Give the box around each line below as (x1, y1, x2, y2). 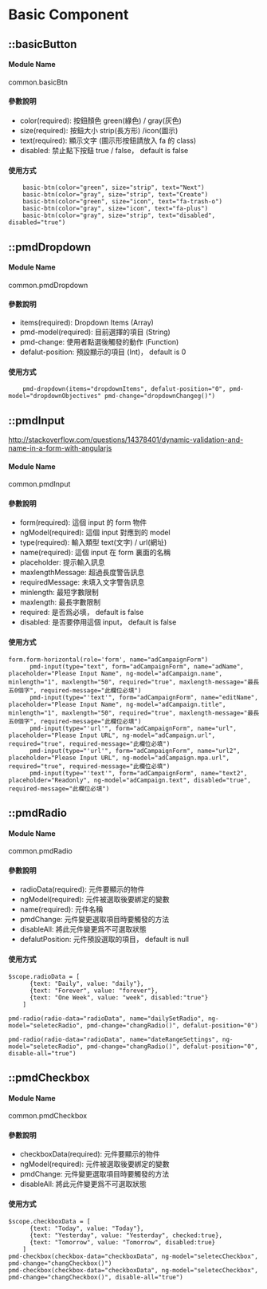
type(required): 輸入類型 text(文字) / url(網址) (19, 538, 167, 547)
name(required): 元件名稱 (19, 905, 104, 914)
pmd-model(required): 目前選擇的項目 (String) (19, 327, 171, 337)
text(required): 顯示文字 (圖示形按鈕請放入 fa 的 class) (19, 136, 197, 145)
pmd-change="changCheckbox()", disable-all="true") (8, 1273, 183, 1281)
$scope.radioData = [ (8, 972, 80, 980)
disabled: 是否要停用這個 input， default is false (19, 617, 177, 627)
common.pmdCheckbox (8, 1111, 88, 1121)
